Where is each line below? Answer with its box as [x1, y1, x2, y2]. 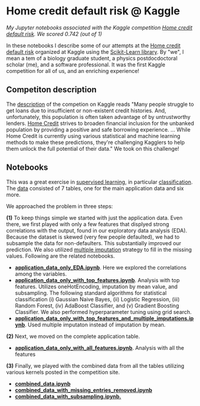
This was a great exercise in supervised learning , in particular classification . [6, 178, 193, 185]
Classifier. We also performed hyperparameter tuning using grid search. [14, 308, 192, 315]
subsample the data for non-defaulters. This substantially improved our [6, 239, 181, 246]
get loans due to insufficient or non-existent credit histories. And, [6, 106, 167, 114]
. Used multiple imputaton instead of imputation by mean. [24, 321, 166, 328]
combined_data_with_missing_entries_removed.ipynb [14, 386, 152, 393]
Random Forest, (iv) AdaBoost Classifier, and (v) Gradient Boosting [14, 302, 179, 309]
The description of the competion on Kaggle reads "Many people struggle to [6, 100, 194, 108]
